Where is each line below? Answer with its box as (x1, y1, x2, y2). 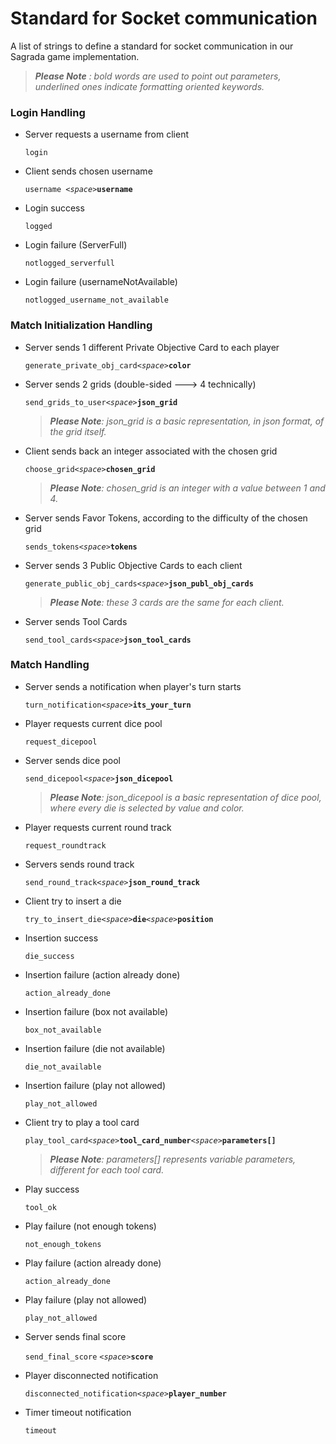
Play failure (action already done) (24, 1257, 162, 1269)
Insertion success (24, 932, 99, 944)
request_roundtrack (24, 840, 107, 851)
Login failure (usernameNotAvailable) (24, 276, 178, 288)
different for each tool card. (49, 1163, 165, 1176)
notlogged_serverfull (24, 258, 115, 269)
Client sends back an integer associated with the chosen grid (24, 445, 278, 457)
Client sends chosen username (24, 165, 153, 177)
